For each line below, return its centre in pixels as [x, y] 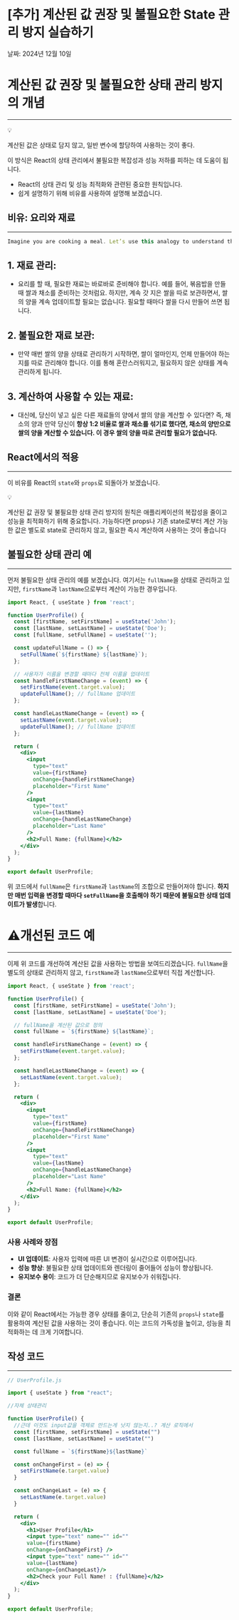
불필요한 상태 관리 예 [49, 555]
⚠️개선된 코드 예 [51, 936]
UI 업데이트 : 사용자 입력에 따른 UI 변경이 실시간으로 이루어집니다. [107, 1259]
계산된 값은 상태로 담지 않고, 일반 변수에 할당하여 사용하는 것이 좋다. [101, 145]
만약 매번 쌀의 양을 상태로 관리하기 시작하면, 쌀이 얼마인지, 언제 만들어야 [117, 354]
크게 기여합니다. [62, 1332]
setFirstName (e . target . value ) [65, 1471]
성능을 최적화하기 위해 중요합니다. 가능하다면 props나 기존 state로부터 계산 [111, 521]
